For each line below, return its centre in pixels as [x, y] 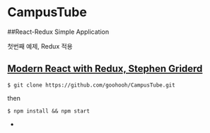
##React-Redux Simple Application [58, 32]
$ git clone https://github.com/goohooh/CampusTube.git [91, 85]
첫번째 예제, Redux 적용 [40, 46]
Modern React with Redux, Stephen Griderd [105, 69]
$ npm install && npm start [49, 111]
